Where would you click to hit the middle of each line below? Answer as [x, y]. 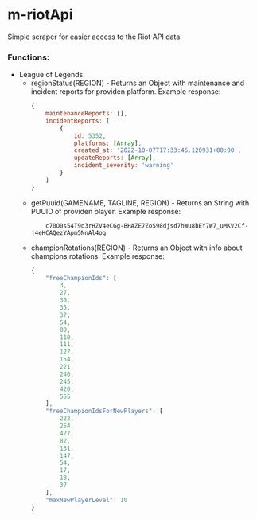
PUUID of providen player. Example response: [106, 211]
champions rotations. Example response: [97, 256]
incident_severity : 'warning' [124, 166]
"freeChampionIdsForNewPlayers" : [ [105, 412]
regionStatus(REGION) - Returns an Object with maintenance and [138, 83]
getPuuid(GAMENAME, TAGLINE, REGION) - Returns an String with [140, 203]
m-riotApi [40, 15]
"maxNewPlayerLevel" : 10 [87, 500]
